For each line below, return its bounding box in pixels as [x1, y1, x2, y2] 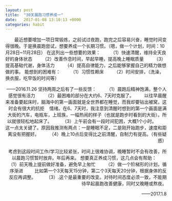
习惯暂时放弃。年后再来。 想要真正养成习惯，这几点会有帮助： [25, 155, 157, 161]
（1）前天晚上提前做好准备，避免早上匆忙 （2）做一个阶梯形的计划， [8, 161, 162, 168]
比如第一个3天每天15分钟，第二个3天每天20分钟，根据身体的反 [34, 168, 167, 174]
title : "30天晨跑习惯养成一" [5, 12, 64, 17]
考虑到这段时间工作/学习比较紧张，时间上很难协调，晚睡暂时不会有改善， [8, 149, 162, 155]
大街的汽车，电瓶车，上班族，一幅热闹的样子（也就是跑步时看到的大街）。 [7, 112, 162, 118]
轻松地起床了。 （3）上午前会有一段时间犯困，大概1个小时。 [20, 118, 157, 124]
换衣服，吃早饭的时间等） [5, 75, 59, 81]
